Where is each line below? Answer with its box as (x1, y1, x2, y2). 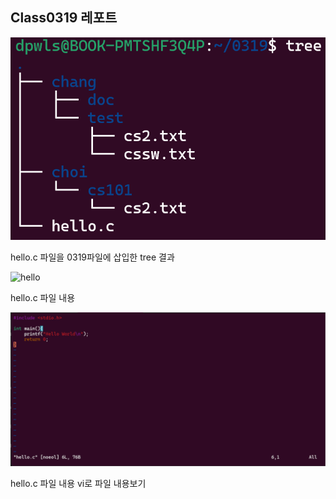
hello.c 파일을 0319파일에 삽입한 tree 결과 (10, 251, 175, 263)
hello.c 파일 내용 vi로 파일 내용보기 (10, 478, 147, 490)
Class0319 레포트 (10, 9, 118, 27)
